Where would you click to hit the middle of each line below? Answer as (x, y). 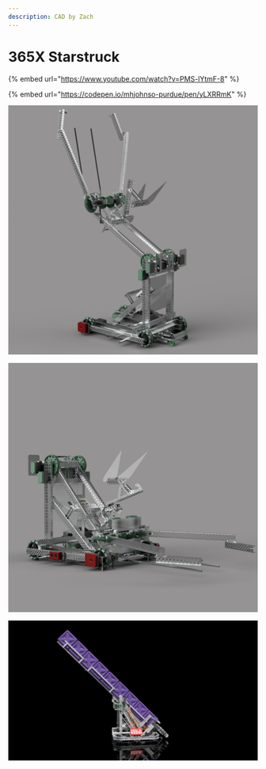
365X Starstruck (64, 57)
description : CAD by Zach (51, 17)
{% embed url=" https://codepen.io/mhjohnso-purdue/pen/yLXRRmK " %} (127, 94)
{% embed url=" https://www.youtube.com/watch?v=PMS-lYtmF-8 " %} (124, 78)
